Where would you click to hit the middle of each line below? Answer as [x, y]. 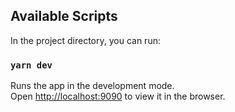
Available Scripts [64, 16]
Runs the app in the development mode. [92, 86]
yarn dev [31, 65]
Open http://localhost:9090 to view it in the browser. [118, 96]
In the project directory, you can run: [85, 40]
